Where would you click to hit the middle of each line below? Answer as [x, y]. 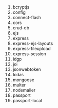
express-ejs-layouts [33, 43]
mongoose [23, 80]
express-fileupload [31, 49]
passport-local [27, 100]
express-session [29, 54]
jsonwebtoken [27, 69]
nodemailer [24, 90]
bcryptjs [21, 7]
